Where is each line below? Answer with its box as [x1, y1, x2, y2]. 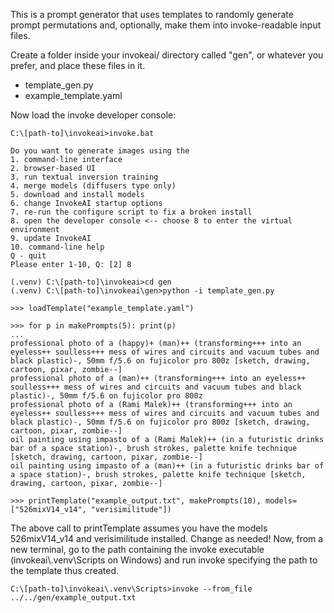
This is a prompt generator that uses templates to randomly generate [10, 9, 294, 20]
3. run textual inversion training [10, 172, 159, 182]
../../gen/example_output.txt [10, 593, 137, 603]
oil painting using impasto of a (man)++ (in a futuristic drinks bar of [10, 461, 325, 471]
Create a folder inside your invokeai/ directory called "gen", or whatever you [10, 49, 324, 61]
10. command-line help [10, 242, 105, 252]
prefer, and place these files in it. [10, 60, 146, 71]
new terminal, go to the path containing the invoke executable [10, 544, 265, 555]
